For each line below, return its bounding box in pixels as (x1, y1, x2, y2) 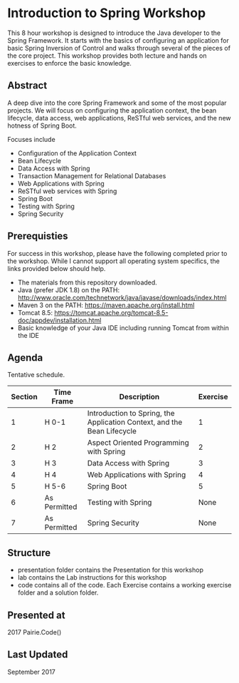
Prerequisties (7, 230, 69, 242)
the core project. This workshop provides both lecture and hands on (7, 51, 207, 60)
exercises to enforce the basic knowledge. (7, 58, 132, 67)
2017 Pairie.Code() (7, 628, 62, 636)
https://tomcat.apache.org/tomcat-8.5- (54, 308, 169, 317)
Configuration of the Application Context (17, 148, 137, 158)
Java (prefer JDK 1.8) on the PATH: (17, 285, 120, 294)
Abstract (7, 80, 48, 92)
